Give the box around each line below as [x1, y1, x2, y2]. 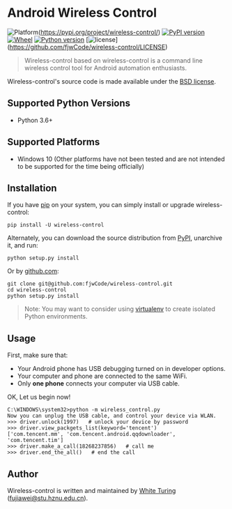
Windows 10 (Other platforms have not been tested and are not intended [17, 155, 225, 163]
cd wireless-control [7, 287, 68, 294]
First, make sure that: [7, 351, 68, 360]
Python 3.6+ [17, 116, 54, 124]
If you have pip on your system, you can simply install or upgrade [7, 201, 195, 209]
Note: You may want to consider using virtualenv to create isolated [24, 305, 216, 313]
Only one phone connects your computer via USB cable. [17, 379, 180, 388]
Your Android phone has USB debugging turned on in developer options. [17, 365, 226, 373]
